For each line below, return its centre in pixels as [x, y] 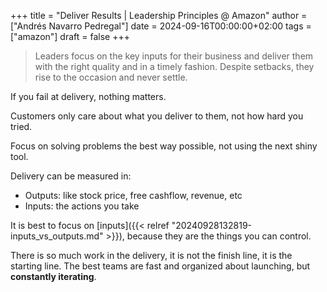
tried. [21, 126]
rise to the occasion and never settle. [111, 77]
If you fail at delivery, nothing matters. [88, 96]
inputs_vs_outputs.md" [57, 236]
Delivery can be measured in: [71, 176]
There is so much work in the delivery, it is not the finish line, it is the [151, 255]
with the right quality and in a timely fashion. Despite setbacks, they [174, 66]
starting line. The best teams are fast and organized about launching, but [160, 266]
